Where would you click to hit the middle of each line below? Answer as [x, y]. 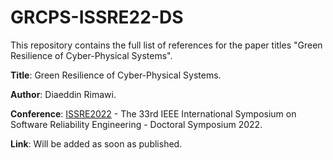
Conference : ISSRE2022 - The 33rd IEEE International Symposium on [153, 113]
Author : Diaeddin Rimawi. [63, 94]
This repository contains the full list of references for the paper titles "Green [166, 45]
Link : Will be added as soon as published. [96, 143]
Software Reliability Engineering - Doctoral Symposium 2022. [136, 124]
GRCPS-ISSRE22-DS [97, 17]
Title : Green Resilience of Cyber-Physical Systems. [116, 75]
